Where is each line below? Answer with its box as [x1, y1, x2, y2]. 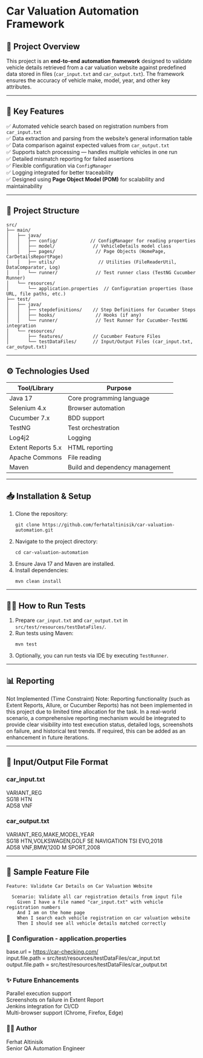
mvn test [14, 641, 37, 647]
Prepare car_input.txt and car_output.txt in [14, 617, 128, 624]
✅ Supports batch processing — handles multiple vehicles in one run [6, 148, 178, 155]
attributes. [6, 83, 32, 90]
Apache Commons [9, 453, 62, 462]
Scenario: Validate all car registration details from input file [11, 894, 182, 900]
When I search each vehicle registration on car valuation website [17, 915, 190, 921]
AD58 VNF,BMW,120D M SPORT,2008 [6, 843, 101, 851]
